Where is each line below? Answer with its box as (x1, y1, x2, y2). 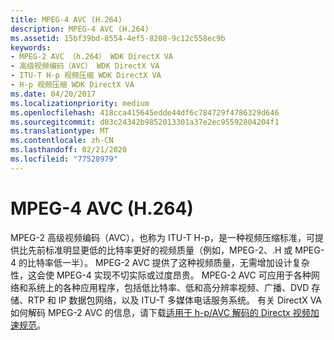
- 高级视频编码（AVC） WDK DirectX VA (10, 61, 160, 71)
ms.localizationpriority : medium (10, 98, 150, 108)
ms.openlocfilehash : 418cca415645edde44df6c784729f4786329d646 (10, 107, 280, 118)
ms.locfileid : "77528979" (10, 154, 118, 164)
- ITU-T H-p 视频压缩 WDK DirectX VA (10, 71, 162, 81)
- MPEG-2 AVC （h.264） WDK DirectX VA (10, 52, 174, 62)
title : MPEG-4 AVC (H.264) (10, 14, 123, 25)
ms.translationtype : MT (10, 126, 110, 136)
